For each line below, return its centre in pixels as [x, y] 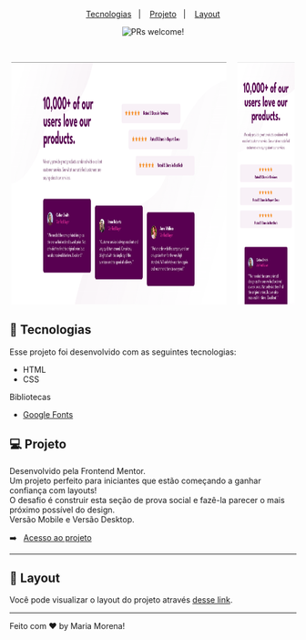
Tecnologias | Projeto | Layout [153, 14]
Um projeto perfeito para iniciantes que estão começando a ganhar [135, 480]
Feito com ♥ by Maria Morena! [67, 626]
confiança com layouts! [53, 490]
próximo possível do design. [62, 510]
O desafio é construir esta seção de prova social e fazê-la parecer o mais [147, 500]
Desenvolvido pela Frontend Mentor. [77, 470]
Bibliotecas [31, 397]
